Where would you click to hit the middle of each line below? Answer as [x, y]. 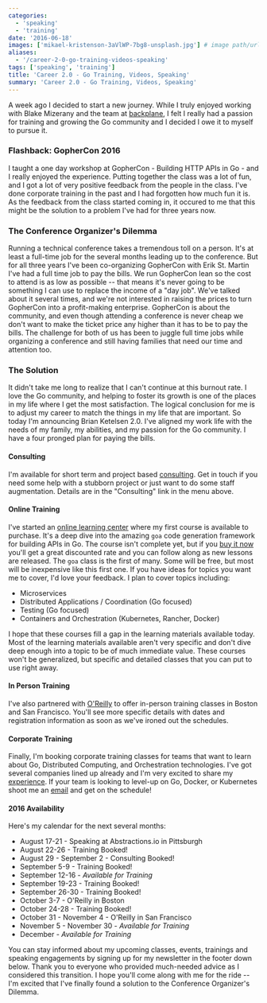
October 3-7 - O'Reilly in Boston [72, 900]
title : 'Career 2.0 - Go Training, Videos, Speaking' [99, 75]
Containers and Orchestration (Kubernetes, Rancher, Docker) [120, 618]
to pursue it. [28, 130]
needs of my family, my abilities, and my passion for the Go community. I [127, 430]
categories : [28, 16]
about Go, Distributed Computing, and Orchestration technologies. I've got [130, 765]
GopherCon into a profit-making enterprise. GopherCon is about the [119, 308]
